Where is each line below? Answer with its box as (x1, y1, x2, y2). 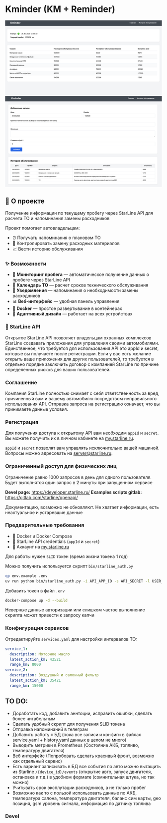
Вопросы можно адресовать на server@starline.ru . (5, 450, 113, 456)
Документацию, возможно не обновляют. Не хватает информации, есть (5, 504, 159, 510)
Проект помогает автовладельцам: (5, 225, 80, 231)
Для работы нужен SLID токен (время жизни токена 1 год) (5, 553, 128, 559)
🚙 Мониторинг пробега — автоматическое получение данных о (12, 272, 149, 277)
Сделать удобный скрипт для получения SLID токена (12, 721, 125, 727)
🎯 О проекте (5, 197, 45, 205)
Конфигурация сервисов (5, 625, 69, 632)
